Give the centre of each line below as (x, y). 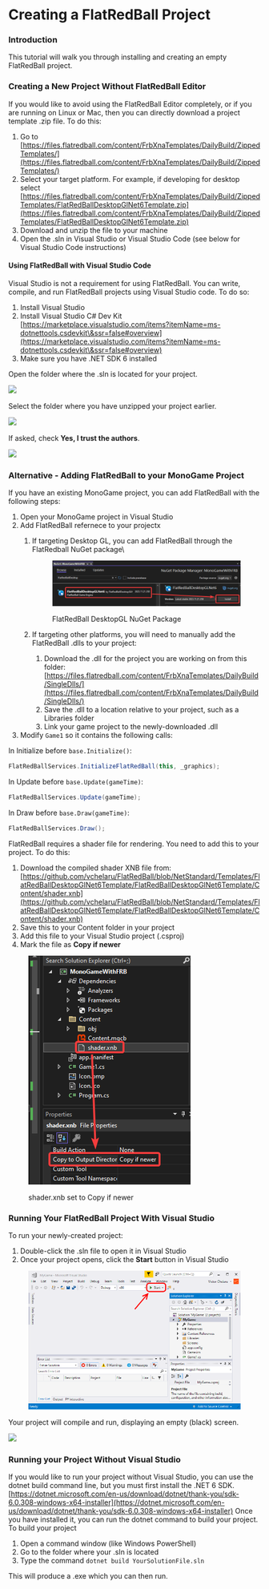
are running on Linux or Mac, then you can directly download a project (124, 112)
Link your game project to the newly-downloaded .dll (131, 727)
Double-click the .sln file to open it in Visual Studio (103, 1251)
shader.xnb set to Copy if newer (81, 1197)
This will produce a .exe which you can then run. (88, 1576)
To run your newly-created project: (66, 1235)
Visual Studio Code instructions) (73, 247)
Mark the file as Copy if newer (70, 944)
